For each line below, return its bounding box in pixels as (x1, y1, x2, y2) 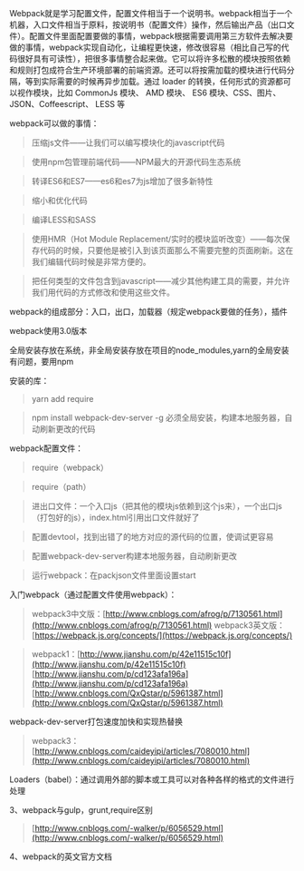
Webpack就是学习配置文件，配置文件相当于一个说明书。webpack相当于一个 (9, 8, 293, 18)
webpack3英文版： (214, 620, 285, 631)
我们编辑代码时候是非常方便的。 (31, 257, 151, 267)
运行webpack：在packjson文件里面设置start (31, 570, 196, 581)
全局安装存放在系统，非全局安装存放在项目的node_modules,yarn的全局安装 (9, 345, 290, 356)
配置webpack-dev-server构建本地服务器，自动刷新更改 (31, 551, 238, 561)
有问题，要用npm (9, 357, 74, 367)
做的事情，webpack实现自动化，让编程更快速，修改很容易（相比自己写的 (9, 42, 282, 53)
